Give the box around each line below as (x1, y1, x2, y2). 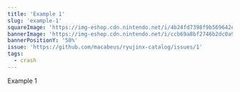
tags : (7, 51, 24, 58)
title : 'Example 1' (7, 10, 66, 18)
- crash (14, 57, 37, 64)
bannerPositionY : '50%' (7, 37, 79, 44)
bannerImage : (7, 30, 46, 38)
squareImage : (7, 24, 46, 31)
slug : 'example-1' (7, 17, 62, 24)
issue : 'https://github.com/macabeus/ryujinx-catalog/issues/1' (7, 44, 203, 51)
